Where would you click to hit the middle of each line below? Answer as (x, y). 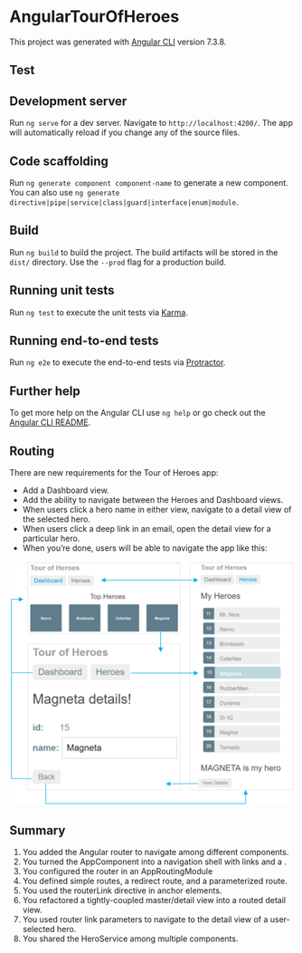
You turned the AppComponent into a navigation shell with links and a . (155, 862)
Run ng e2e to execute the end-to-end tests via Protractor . (118, 362)
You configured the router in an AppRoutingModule (118, 871)
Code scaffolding (59, 161)
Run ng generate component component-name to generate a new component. (149, 182)
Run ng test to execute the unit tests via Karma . (99, 312)
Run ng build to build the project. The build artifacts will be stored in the (144, 252)
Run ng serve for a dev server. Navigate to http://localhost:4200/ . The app (151, 123)
